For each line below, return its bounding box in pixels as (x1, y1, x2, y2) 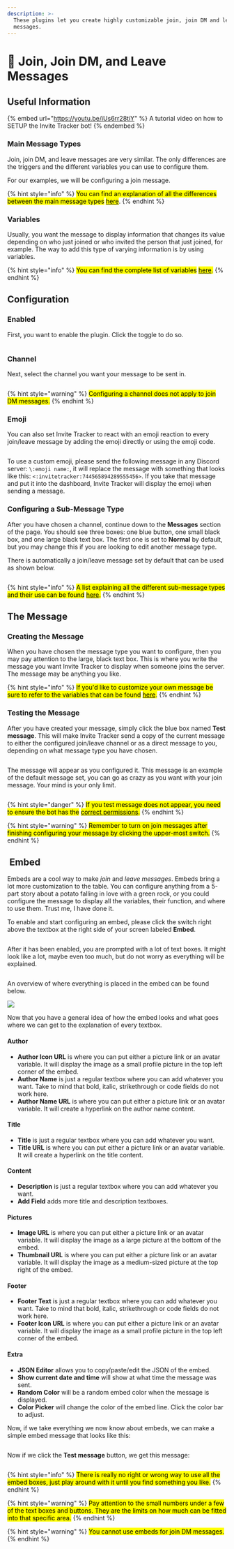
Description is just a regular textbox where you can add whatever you (17, 1182, 219, 1190)
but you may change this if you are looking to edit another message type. (7, 542, 217, 551)
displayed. (17, 1395, 47, 1404)
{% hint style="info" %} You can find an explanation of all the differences (7, 189, 217, 198)
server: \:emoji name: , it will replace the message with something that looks (7, 465, 225, 473)
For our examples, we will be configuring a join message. (7, 176, 171, 184)
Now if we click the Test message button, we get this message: (7, 1451, 190, 1459)
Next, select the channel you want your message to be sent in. (7, 369, 187, 378)
